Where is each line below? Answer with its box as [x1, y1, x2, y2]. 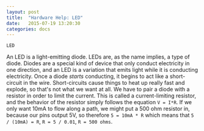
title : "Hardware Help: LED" [6, 15, 84, 21]
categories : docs [6, 26, 51, 32]
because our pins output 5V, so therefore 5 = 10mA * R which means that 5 [6, 112, 194, 119]
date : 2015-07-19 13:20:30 [6, 20, 81, 26]
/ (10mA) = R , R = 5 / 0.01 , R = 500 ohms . [6, 118, 113, 126]
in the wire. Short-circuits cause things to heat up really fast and [23, 79, 185, 87]
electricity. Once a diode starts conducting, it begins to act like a [6, 73, 169, 80]
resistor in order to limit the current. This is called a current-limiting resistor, [6, 92, 197, 99]
